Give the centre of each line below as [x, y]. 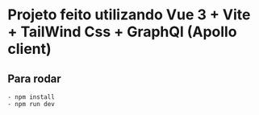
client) [29, 49]
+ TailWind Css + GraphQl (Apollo [122, 32]
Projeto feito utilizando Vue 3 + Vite [129, 15]
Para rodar [34, 78]
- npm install [31, 97]
